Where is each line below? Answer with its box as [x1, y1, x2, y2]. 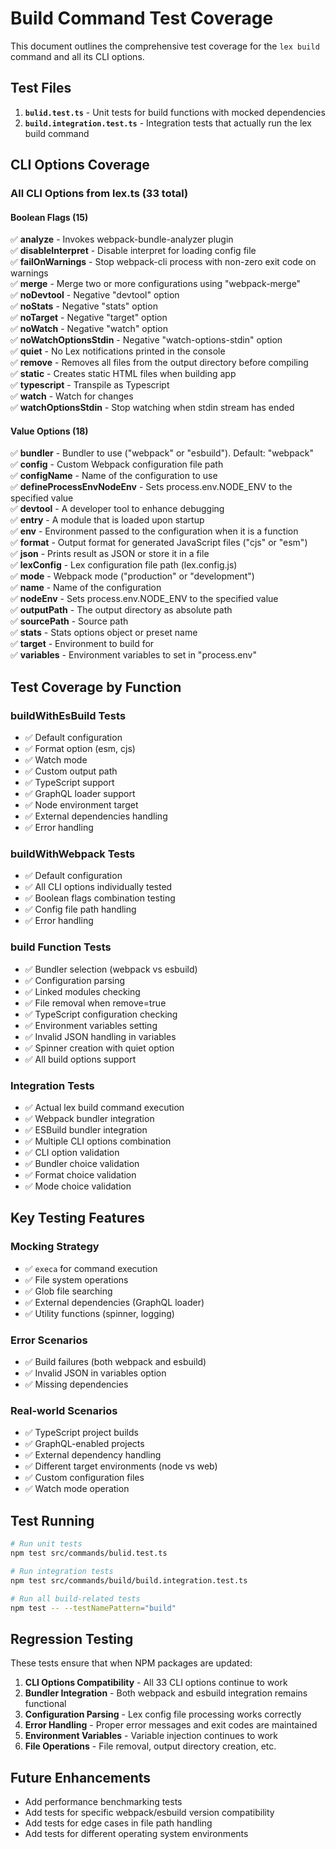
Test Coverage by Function [10, 678, 182, 696]
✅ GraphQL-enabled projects [24, 1438, 145, 1450]
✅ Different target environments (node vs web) [24, 1460, 218, 1472]
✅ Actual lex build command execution [24, 1102, 185, 1114]
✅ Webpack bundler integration [24, 1113, 155, 1125]
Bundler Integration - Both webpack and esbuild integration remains [24, 1687, 308, 1699]
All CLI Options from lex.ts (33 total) [10, 187, 189, 201]
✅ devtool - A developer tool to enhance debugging [10, 503, 225, 515]
